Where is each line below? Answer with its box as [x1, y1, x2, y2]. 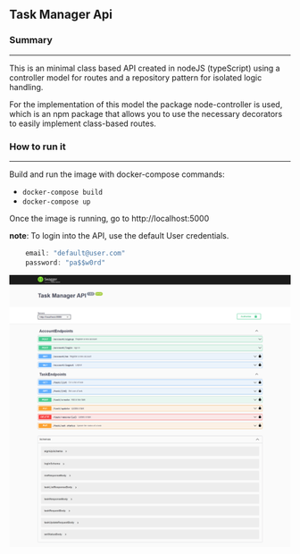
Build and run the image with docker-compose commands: [9, 169, 225, 180]
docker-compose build [21, 188, 103, 197]
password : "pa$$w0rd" [25, 258, 105, 267]
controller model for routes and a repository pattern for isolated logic [9, 71, 262, 83]
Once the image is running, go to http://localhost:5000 [9, 213, 210, 223]
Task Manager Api [9, 7, 113, 22]
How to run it [9, 140, 66, 153]
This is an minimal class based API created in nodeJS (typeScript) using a [9, 63, 280, 73]
